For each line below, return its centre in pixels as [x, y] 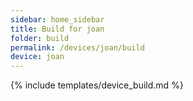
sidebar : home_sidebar [57, 19]
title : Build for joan [57, 29]
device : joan [37, 57]
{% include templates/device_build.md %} [97, 85]
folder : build [40, 38]
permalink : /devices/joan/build [77, 47]
